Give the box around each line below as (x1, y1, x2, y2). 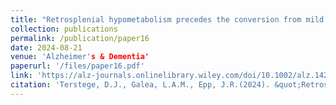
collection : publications (10, 24, 118, 34)
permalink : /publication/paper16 (10, 33, 150, 43)
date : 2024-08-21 (10, 42, 83, 53)
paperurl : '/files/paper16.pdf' (10, 61, 145, 71)
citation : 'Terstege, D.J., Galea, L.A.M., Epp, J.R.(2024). (10, 80, 271, 90)
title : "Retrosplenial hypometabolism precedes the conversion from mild (10, 14, 325, 25)
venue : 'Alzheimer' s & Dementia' (10, 52, 150, 62)
